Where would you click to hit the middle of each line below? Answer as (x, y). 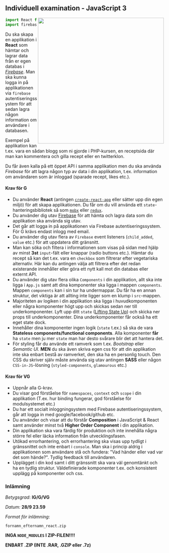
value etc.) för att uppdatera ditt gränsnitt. (56, 242)
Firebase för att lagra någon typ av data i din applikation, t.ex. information (81, 171)
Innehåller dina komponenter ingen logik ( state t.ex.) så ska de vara (83, 328)
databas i (15, 66)
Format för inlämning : (28, 517)
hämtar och (17, 50)
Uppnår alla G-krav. (33, 387)
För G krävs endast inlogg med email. (51, 231)
